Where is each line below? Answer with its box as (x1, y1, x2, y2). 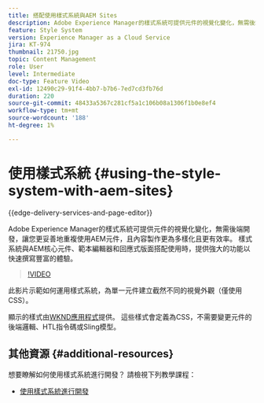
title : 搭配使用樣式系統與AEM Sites (8, 11, 118, 20)
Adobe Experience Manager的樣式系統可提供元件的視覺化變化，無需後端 (8, 224, 244, 233)
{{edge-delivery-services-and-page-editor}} (8, 208, 153, 217)
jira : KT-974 (8, 41, 51, 49)
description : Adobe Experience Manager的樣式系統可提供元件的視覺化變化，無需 (8, 19, 250, 27)
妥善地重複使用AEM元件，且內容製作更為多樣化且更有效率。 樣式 (42, 234, 253, 243)
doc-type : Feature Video (8, 77, 90, 85)
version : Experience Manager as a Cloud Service (8, 33, 170, 42)
